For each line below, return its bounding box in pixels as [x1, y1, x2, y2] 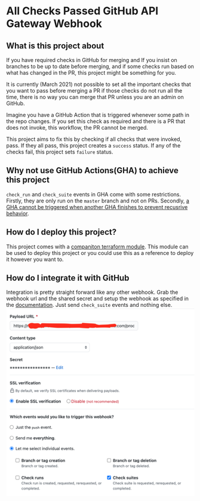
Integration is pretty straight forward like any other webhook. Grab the [6, 288, 179, 296]
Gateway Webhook [6, 17, 103, 30]
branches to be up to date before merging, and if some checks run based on [6, 63, 194, 70]
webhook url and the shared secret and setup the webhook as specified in [6, 295, 189, 302]
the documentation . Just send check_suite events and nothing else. [6, 302, 173, 309]
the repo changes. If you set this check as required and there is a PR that [6, 118, 186, 125]
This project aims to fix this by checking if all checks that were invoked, [6, 136, 182, 143]
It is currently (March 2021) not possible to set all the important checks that [6, 81, 191, 88]
